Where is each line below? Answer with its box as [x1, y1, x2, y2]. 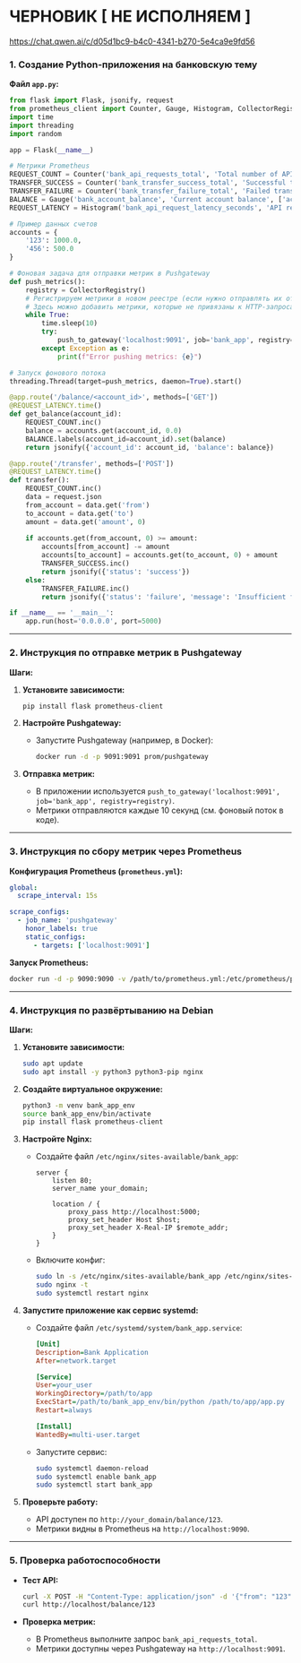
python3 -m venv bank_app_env [21, 1100, 136, 1110]
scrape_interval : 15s [17, 892, 99, 900]
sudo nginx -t [35, 1280, 89, 1289]
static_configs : [25, 932, 87, 942]
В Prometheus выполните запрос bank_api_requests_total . [35, 1633, 258, 1645]
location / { [52, 1200, 101, 1209]
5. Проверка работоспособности [9, 1555, 161, 1567]
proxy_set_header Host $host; [67, 1216, 181, 1225]
